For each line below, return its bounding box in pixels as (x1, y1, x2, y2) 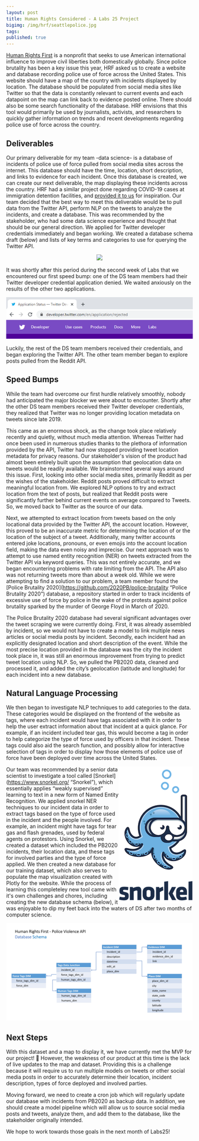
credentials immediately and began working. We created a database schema (6, 229, 193, 237)
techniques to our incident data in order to (6, 804, 109, 811)
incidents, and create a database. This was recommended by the (6, 211, 165, 218)
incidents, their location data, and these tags (6, 848, 115, 855)
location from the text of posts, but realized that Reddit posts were (6, 490, 168, 497)
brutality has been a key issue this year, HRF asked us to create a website (6, 64, 185, 71)
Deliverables (6, 138, 54, 149)
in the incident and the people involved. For (6, 817, 112, 824)
